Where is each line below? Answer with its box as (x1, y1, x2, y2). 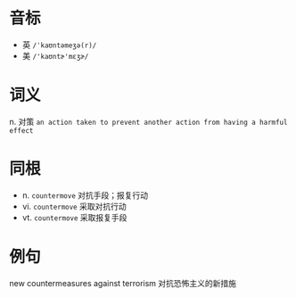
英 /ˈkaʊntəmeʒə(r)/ (21, 39, 97, 50)
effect (9, 126, 34, 135)
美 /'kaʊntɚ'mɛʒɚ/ (21, 50, 89, 61)
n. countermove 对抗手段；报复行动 (21, 189, 149, 201)
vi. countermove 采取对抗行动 (21, 201, 127, 211)
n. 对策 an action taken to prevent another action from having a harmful (9, 116, 288, 127)
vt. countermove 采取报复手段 (21, 211, 127, 223)
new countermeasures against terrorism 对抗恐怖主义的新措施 (9, 277, 237, 288)
